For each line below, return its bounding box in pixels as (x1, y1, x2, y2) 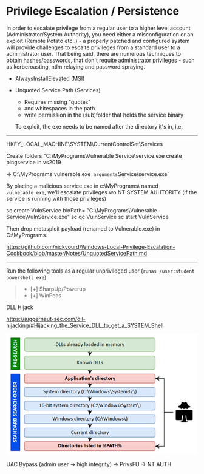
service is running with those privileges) (6, 195, 107, 202)
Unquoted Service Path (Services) (15, 86, 101, 93)
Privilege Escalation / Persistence (6, 4, 180, 18)
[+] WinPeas (30, 291, 62, 299)
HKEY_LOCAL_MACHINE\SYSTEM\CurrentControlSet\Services (6, 140, 163, 147)
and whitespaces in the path (24, 104, 95, 112)
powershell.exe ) (6, 273, 47, 280)
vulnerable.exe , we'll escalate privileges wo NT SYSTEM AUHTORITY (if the (6, 188, 197, 195)
